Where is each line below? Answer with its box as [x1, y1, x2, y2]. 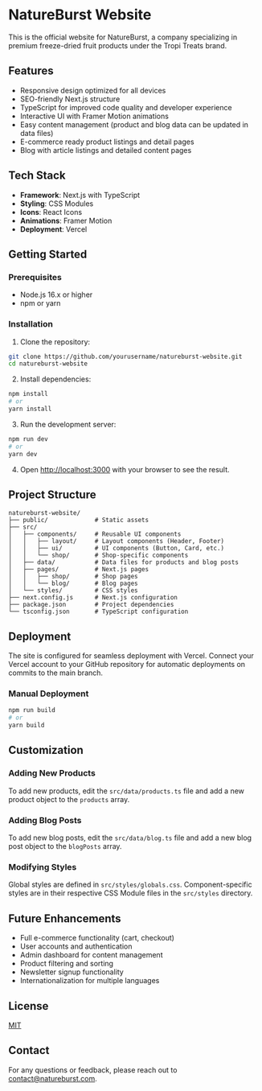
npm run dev [8, 434, 48, 443]
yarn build [8, 722, 45, 730]
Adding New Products [8, 768, 96, 779]
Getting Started [8, 247, 88, 261]
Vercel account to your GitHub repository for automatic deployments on [8, 660, 246, 669]
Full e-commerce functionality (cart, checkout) [19, 933, 175, 943]
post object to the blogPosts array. [8, 842, 122, 851]
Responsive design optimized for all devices [19, 85, 166, 95]
